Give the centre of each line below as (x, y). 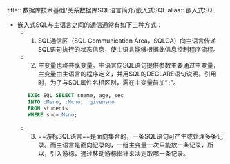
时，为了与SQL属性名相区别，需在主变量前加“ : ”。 (108, 82)
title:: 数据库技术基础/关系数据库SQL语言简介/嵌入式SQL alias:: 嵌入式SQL (112, 10)
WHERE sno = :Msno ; (52, 115)
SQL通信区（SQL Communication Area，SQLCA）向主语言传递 (127, 41)
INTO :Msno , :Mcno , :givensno (71, 102)
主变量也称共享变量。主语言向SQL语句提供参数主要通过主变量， (128, 65)
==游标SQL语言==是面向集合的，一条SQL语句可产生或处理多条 (127, 136)
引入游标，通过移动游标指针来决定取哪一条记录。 (120, 153)
